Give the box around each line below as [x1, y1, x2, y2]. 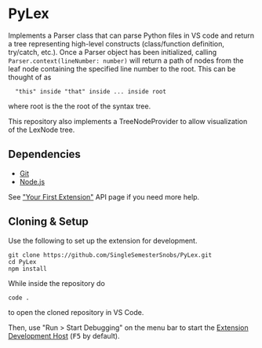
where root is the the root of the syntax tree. [8, 101, 151, 111]
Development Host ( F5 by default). [8, 331, 120, 340]
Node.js [19, 177, 45, 186]
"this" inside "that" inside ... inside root [15, 87, 167, 95]
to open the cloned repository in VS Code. [8, 307, 144, 317]
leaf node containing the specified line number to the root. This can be [8, 64, 236, 73]
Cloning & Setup [8, 215, 89, 229]
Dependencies [8, 148, 81, 161]
